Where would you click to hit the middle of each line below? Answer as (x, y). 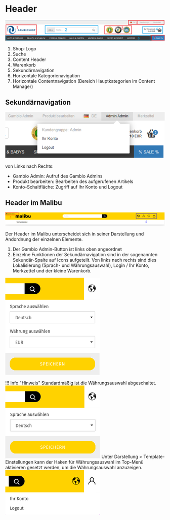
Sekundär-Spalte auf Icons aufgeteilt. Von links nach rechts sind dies (84, 260)
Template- (154, 457)
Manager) (23, 86)
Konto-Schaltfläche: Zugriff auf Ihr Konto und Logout (68, 187)
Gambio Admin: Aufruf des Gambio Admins (57, 176)
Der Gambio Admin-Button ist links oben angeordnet (67, 249)
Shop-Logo (24, 48)
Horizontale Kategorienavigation (46, 75)
